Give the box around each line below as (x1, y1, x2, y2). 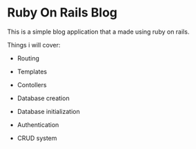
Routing (17, 54, 40, 62)
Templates (17, 67, 47, 76)
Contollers (17, 80, 47, 89)
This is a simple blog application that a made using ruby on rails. (7, 27, 190, 36)
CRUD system (17, 134, 57, 142)
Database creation (17, 94, 70, 102)
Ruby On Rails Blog (7, 5, 118, 21)
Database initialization (17, 107, 81, 115)
